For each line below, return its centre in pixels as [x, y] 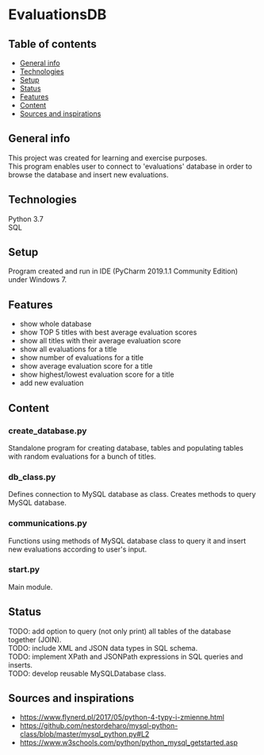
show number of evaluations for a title [82, 358]
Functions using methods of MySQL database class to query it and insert [127, 540]
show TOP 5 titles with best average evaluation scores [108, 332]
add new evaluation [52, 383]
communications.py [48, 524]
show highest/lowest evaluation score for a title [97, 374]
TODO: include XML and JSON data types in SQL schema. [103, 648]
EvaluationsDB [57, 15]
